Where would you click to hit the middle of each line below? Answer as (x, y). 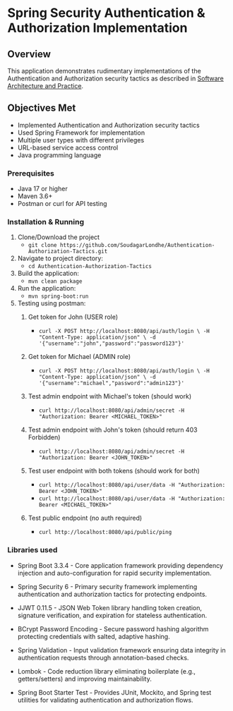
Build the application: (48, 274)
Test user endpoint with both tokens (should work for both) (114, 471)
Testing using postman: (52, 303)
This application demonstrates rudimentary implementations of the (104, 71)
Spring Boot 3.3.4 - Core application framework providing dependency (120, 565)
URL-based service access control (68, 147)
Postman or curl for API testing (62, 204)
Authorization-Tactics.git (68, 252)
